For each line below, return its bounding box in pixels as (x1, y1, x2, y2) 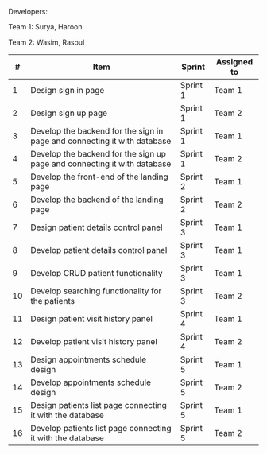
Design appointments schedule (30, 354, 147, 365)
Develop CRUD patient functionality (30, 268, 163, 278)
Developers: (8, 7, 48, 16)
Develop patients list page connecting (30, 423, 172, 433)
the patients (30, 296, 75, 306)
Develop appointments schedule (30, 377, 152, 388)
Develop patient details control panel (30, 245, 168, 255)
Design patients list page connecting (30, 400, 167, 410)
